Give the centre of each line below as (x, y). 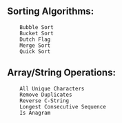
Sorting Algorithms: (51, 11)
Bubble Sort (37, 27)
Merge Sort (35, 45)
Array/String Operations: (61, 73)
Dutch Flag (35, 39)
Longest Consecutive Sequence (63, 106)
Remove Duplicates (46, 95)
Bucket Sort (37, 33)
